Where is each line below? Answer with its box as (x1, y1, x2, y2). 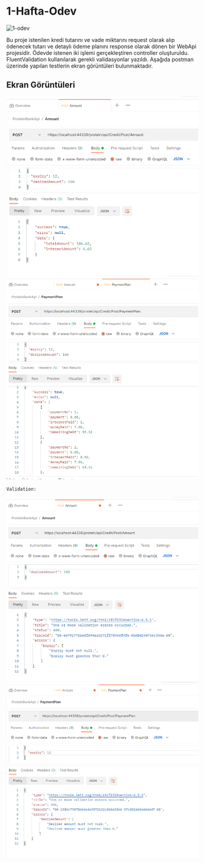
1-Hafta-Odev (6, 4, 77, 18)
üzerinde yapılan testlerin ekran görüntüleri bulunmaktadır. (6, 62, 153, 69)
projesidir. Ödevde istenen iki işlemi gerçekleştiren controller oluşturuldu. (6, 49, 189, 56)
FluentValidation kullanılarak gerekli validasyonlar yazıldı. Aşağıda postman (6, 55, 194, 63)
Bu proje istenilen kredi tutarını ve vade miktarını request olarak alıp (6, 36, 175, 43)
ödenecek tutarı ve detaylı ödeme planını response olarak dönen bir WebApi (6, 43, 197, 50)
